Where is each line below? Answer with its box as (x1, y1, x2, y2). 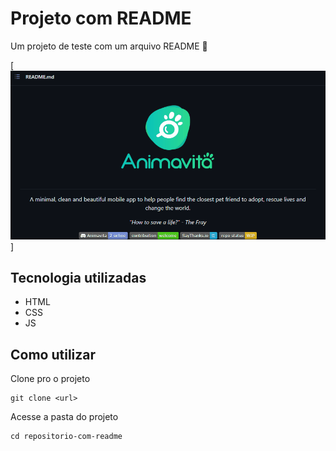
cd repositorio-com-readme (10, 432, 123, 442)
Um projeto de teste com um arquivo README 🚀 (10, 40, 208, 52)
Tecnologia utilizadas (10, 270, 147, 286)
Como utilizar (10, 346, 97, 363)
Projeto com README (10, 7, 192, 30)
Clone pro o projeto (10, 373, 91, 385)
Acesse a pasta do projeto (10, 411, 119, 423)
